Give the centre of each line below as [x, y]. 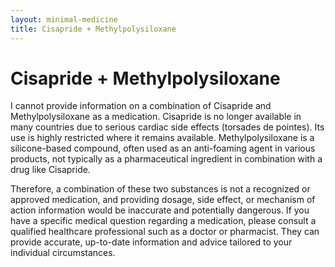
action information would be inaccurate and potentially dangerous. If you [160, 210]
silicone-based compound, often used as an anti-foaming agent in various [163, 148]
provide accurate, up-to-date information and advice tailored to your [151, 242]
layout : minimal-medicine [64, 19]
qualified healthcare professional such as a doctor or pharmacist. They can [165, 232]
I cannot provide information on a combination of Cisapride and [141, 106]
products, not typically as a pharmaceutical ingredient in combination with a [166, 159]
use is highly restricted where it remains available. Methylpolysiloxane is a [162, 138]
